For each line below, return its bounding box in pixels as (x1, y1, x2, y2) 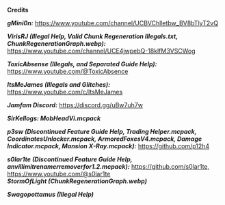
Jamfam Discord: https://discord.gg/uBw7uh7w (7, 101, 144, 109)
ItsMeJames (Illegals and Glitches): (7, 81, 111, 88)
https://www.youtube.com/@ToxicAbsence (7, 68, 129, 75)
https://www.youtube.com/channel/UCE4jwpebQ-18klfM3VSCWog (7, 47, 196, 55)
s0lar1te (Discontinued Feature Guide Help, (7, 155, 133, 163)
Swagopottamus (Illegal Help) (7, 191, 94, 198)
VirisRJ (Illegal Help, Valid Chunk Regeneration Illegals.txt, (7, 32, 178, 40)
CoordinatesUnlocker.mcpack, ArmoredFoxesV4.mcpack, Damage (7, 135, 202, 143)
